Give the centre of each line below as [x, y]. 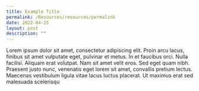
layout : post [22, 28]
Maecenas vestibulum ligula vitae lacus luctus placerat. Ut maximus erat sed [100, 76]
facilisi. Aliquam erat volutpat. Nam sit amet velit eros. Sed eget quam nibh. [98, 63]
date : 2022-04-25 [28, 22]
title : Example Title [33, 12]
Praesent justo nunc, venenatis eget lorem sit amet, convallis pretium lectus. [99, 69]
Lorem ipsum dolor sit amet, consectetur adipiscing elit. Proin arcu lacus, [95, 50]
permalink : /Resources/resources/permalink [61, 17]
